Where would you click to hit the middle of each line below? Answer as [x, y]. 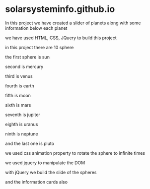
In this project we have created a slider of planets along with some [73, 23]
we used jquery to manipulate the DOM [45, 163]
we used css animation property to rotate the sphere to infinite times [75, 153]
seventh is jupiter [23, 115]
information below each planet [36, 28]
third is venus [19, 76]
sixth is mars [18, 105]
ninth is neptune [22, 134]
